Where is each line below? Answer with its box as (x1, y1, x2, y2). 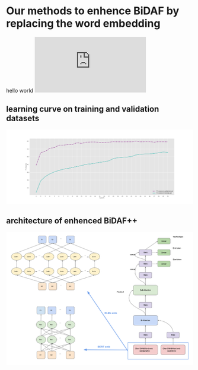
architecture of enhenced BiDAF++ (6, 216, 138, 226)
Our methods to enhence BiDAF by (6, 4, 180, 18)
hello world (6, 87, 34, 94)
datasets (6, 113, 40, 124)
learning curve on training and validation (6, 104, 159, 114)
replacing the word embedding (6, 17, 161, 30)
